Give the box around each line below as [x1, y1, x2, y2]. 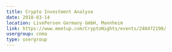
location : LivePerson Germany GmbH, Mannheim [6, 20, 123, 26]
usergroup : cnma [6, 31, 47, 37]
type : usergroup [6, 36, 47, 42]
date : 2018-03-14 [6, 14, 50, 20]
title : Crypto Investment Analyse [6, 8, 94, 15]
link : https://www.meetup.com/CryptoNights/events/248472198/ [6, 25, 167, 32]
